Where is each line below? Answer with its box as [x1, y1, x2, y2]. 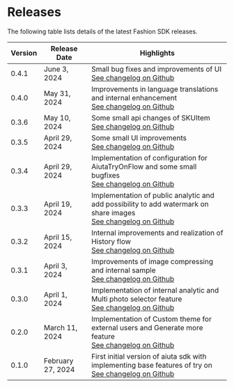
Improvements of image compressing [91, 256, 214, 266]
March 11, [44, 323, 78, 332]
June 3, [44, 64, 69, 74]
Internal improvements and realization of [91, 228, 224, 238]
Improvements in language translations [91, 84, 219, 94]
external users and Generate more [91, 323, 203, 332]
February [44, 356, 74, 366]
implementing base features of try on [91, 360, 212, 370]
